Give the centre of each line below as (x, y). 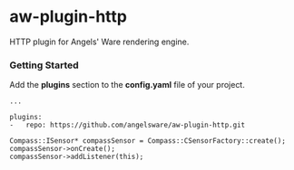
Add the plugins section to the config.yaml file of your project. (127, 85)
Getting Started (44, 65)
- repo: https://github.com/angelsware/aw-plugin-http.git (127, 125)
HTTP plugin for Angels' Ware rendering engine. (99, 42)
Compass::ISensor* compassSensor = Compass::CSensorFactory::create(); (147, 141)
